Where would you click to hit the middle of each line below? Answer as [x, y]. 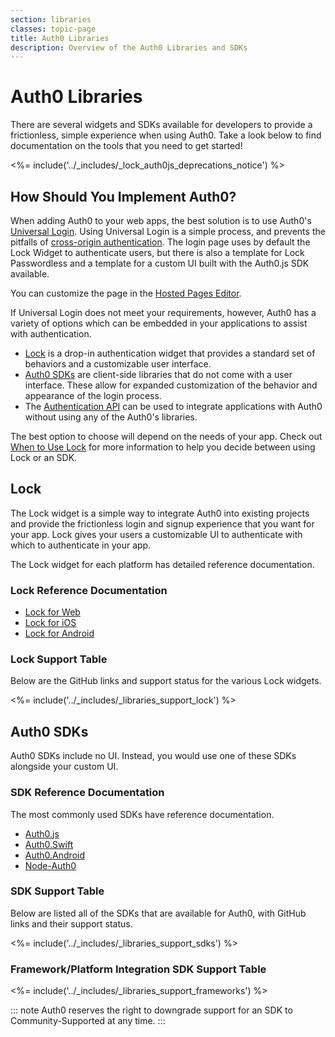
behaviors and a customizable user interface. [118, 364]
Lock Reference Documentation [89, 590]
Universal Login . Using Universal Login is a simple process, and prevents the [168, 231]
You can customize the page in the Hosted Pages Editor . [126, 293]
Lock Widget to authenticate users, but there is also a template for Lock [157, 252]
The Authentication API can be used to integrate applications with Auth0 [173, 406]
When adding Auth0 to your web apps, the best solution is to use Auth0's [161, 220]
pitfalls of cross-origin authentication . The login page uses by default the [160, 242]
